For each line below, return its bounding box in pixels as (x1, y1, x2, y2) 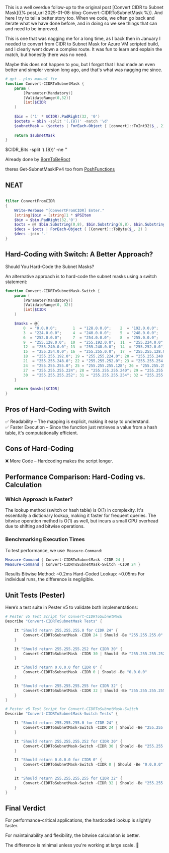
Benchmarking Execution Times (5, 536, 85, 543)
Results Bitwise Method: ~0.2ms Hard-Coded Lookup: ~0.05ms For (5, 571, 145, 577)
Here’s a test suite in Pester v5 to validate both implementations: (5, 604, 138, 610)
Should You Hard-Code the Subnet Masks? (5, 263, 95, 270)
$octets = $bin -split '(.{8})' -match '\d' (14, 119, 109, 124)
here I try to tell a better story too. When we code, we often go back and (5, 15, 155, 21)
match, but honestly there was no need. (5, 51, 88, 58)
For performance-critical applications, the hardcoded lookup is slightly (5, 817, 151, 823)
